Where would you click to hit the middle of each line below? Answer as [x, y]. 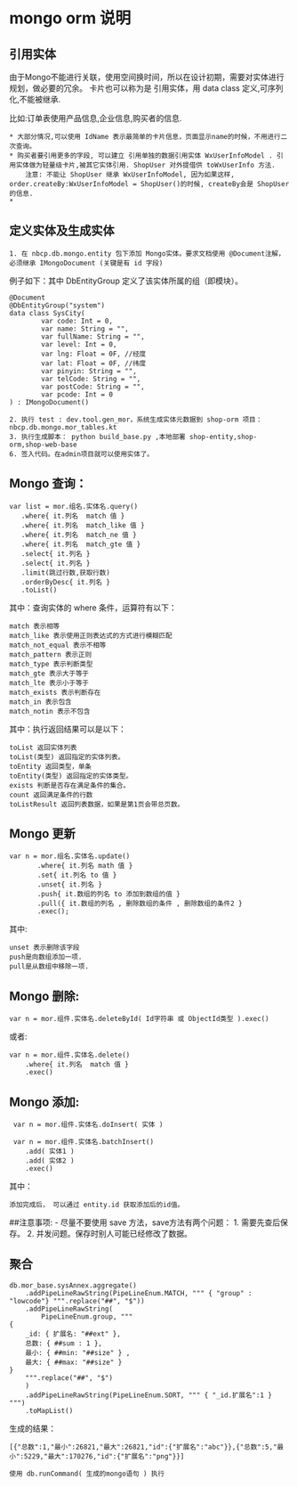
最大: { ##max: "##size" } [74, 1362]
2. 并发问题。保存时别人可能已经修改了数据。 [109, 1234]
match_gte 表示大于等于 [49, 674]
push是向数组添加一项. [46, 957]
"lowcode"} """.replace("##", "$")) [77, 1301]
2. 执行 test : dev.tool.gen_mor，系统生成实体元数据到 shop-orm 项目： [136, 420]
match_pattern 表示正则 [50, 654]
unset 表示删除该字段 [44, 948]
